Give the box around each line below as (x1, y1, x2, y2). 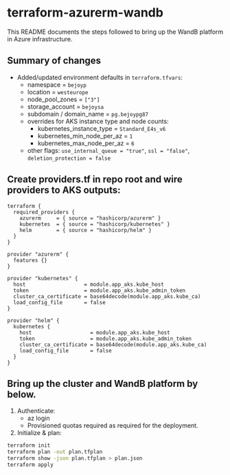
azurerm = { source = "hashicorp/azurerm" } (19, 215, 161, 222)
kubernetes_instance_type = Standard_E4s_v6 (37, 124, 166, 132)
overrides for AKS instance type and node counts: (27, 117, 170, 125)
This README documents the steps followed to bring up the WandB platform (7, 28, 224, 36)
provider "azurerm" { (7, 251, 69, 257)
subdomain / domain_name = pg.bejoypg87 (27, 109, 149, 118)
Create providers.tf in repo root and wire (7, 173, 183, 185)
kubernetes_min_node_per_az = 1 (37, 131, 133, 140)
